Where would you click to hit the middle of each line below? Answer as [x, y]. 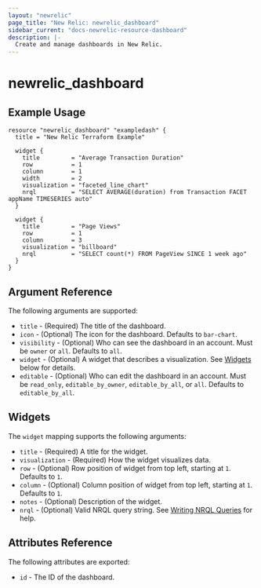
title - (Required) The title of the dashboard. [92, 326]
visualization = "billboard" [70, 247]
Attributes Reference [60, 543]
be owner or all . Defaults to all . [71, 351]
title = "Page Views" [72, 227]
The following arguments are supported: [73, 310]
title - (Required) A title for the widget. [83, 451]
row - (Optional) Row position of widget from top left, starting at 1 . [125, 468]
